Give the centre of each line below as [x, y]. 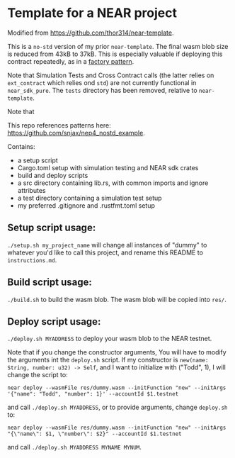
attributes [31, 190]
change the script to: [38, 375]
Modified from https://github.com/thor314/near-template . [91, 33]
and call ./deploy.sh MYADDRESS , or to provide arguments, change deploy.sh [117, 407]
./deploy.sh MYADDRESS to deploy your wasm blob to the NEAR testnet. [110, 339]
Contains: [21, 146]
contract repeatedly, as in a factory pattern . [71, 61]
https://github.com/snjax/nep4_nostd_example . [76, 133]
